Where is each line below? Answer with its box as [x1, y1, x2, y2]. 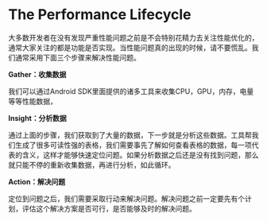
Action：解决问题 [8, 176, 66, 186]
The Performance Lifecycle [8, 6, 192, 24]
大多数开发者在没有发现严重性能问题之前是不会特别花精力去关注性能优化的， [8, 33, 259, 42]
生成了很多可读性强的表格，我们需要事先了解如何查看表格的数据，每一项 [14, 140, 252, 149]
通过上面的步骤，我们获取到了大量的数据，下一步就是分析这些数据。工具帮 [8, 130, 252, 140]
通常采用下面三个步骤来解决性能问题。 [14, 52, 141, 62]
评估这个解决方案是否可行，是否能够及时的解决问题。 [21, 204, 196, 213]
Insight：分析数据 [8, 113, 67, 122]
